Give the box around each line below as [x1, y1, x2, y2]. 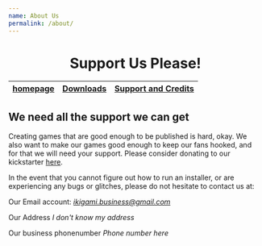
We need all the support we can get [8, 110, 189, 123]
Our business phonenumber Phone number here [8, 228, 169, 238]
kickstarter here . [8, 157, 63, 167]
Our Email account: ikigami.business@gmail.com [8, 197, 171, 206]
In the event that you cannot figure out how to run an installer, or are [8, 173, 235, 182]
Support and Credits [114, 83, 195, 94]
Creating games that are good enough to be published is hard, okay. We [8, 131, 247, 141]
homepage [12, 83, 55, 94]
